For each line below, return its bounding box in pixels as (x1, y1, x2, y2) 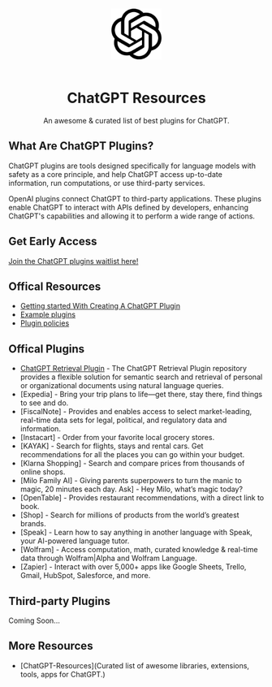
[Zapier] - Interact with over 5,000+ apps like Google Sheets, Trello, (19, 562, 247, 572)
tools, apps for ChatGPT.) (19, 669, 106, 679)
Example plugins (19, 309, 76, 320)
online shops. (19, 467, 66, 477)
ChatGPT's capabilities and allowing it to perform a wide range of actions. (8, 211, 256, 221)
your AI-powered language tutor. (19, 536, 130, 546)
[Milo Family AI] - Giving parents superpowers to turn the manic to (19, 476, 242, 486)
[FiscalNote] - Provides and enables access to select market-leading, (19, 407, 253, 417)
